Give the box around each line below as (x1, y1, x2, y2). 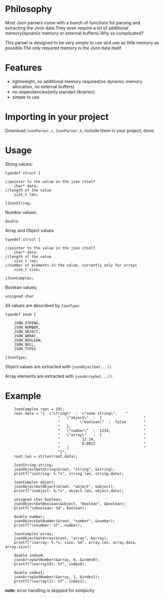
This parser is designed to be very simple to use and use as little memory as (5, 39, 160, 45)
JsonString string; (14, 462, 54, 468)
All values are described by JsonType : (5, 302, 80, 308)
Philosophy (5, 3, 53, 15)
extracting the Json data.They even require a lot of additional (5, 25, 129, 30)
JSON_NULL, (14, 342, 36, 347)
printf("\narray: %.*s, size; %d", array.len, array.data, (14, 540, 137, 545)
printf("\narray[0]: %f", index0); (14, 562, 87, 567)
